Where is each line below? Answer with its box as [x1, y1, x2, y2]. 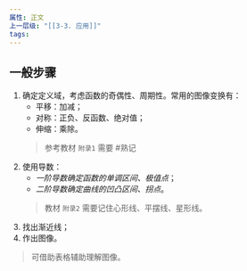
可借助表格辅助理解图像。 [30, 251, 126, 263]
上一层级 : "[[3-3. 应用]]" [9, 21, 102, 30]
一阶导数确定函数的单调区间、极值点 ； [35, 173, 177, 184]
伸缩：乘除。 [35, 124, 83, 135]
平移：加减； [35, 102, 83, 112]
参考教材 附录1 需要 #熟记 [44, 143, 136, 153]
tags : [9, 29, 29, 38]
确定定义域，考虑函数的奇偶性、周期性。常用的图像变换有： [21, 90, 242, 101]
